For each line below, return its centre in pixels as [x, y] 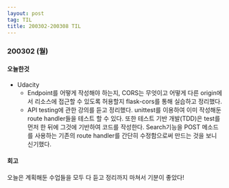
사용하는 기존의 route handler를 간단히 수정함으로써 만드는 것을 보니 [126, 135]
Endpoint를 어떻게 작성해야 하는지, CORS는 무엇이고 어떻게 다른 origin [122, 92]
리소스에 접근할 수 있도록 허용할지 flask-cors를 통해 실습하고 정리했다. [129, 101]
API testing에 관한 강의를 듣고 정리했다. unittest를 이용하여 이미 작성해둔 [124, 109]
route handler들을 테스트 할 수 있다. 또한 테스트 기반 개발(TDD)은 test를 [124, 118]
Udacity [28, 84]
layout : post [26, 13]
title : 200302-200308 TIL [44, 26]
